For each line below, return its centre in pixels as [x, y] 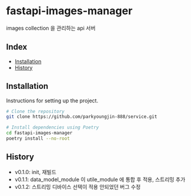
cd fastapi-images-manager [39, 133]
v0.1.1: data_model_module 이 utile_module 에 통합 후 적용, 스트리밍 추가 [100, 179]
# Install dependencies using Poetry [53, 128]
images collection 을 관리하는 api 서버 [51, 28]
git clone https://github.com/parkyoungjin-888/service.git [82, 117]
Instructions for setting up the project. [52, 100]
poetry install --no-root [38, 139]
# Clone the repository [35, 111]
